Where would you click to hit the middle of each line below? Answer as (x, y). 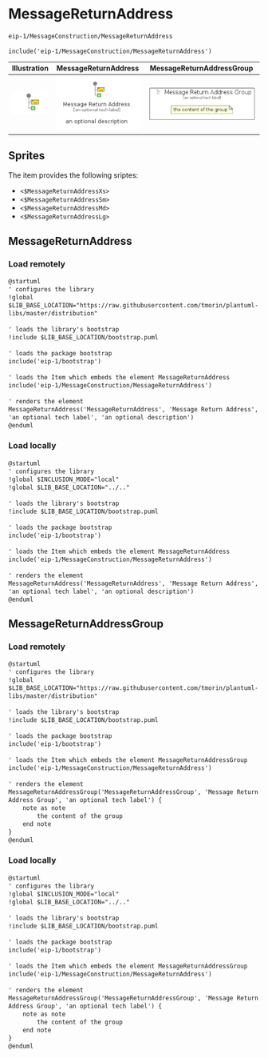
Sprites (27, 156)
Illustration (30, 68)
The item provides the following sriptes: (73, 175)
